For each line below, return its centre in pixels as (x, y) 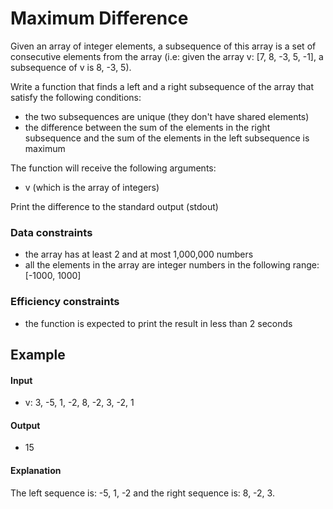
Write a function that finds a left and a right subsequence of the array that (162, 86)
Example (38, 354)
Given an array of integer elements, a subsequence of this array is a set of (163, 46)
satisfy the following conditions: (76, 97)
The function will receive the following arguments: (113, 168)
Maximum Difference (99, 18)
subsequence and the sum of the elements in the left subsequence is (167, 138)
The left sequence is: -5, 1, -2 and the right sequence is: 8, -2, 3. (142, 493)
